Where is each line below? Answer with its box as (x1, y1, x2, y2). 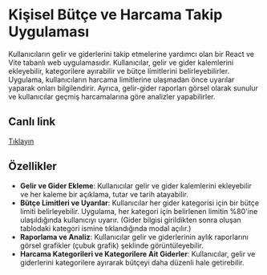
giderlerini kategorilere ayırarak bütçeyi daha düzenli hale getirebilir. (19, 257, 245, 267)
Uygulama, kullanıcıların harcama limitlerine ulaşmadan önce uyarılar (8, 75, 235, 84)
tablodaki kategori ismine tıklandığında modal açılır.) (19, 223, 192, 233)
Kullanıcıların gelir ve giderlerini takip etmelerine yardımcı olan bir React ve (8, 49, 255, 59)
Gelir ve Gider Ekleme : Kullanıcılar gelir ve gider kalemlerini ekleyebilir (19, 180, 253, 190)
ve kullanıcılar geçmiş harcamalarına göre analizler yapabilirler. (8, 91, 216, 101)
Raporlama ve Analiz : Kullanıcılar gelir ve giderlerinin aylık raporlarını (19, 232, 249, 241)
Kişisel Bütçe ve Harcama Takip (8, 6, 223, 24)
